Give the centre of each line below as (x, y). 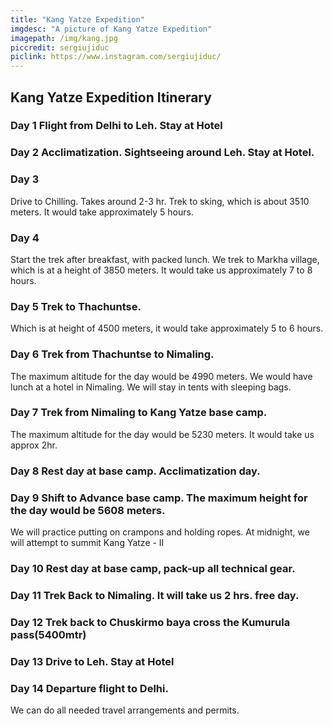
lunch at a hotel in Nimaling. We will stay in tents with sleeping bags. (151, 387)
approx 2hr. (34, 445)
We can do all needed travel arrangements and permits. (125, 710)
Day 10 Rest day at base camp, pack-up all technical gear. (153, 568)
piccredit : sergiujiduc (60, 47)
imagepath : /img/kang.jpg (64, 38)
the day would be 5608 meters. (88, 510)
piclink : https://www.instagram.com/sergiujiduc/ (116, 57)
